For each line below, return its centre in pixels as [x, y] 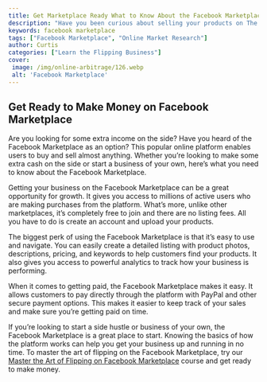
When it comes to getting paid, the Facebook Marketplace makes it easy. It [130, 286]
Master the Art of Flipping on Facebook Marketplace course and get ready [130, 361]
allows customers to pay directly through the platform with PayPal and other [132, 294]
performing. [28, 271]
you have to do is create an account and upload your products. [111, 222]
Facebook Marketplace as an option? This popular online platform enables [130, 147]
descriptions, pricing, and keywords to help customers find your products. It [133, 254]
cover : [19, 60]
